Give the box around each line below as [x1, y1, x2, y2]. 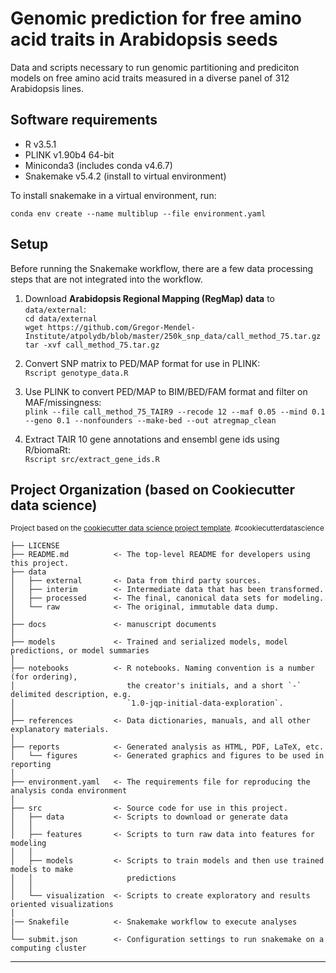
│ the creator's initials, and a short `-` [10, 681, 302, 691]
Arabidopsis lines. [10, 82, 85, 94]
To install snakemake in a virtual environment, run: [10, 189, 217, 201]
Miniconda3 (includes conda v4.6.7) [24, 159, 173, 171]
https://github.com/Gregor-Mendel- [47, 322, 196, 332]
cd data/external [24, 313, 98, 324]
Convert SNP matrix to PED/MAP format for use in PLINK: [24, 357, 261, 369]
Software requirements [10, 112, 158, 129]
